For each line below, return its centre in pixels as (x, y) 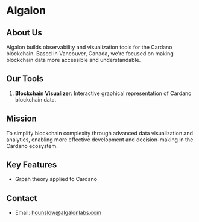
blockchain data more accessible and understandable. (74, 60)
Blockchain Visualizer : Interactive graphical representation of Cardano (103, 93)
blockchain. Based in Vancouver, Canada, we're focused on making (90, 54)
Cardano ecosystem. (32, 146)
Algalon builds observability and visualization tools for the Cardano (89, 47)
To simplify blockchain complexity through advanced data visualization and (100, 133)
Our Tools (25, 79)
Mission (22, 119)
